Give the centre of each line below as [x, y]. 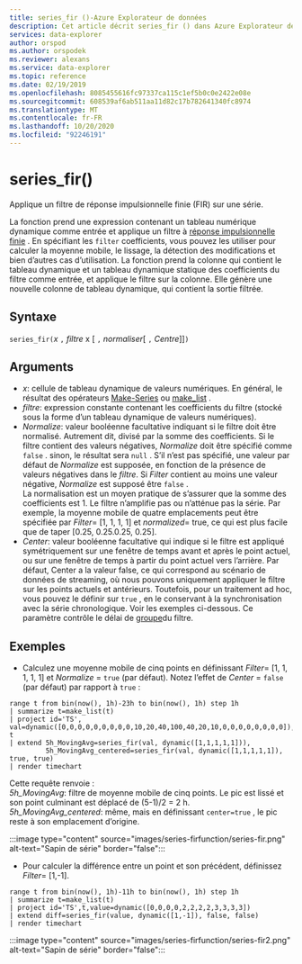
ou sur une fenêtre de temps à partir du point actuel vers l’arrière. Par [151, 561]
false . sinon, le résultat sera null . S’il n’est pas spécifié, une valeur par [156, 455]
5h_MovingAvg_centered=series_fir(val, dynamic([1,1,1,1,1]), [164, 751]
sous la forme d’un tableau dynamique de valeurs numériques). [139, 417]
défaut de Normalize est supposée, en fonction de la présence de [144, 465]
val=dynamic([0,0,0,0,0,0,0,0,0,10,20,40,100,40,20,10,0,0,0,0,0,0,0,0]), [152, 727]
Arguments [42, 367]
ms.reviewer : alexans [50, 59]
